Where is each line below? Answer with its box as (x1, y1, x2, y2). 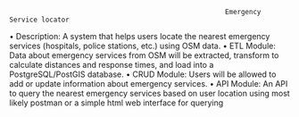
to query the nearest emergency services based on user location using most (9, 88, 290, 98)
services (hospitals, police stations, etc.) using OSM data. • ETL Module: (9, 40, 277, 51)
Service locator (9, 15, 70, 24)
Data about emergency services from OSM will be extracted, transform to (9, 50, 279, 61)
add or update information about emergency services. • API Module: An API (9, 79, 288, 88)
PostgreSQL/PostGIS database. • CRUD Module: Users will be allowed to (9, 69, 277, 79)
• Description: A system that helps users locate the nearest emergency (9, 31, 270, 41)
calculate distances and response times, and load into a (9, 60, 214, 70)
